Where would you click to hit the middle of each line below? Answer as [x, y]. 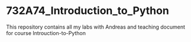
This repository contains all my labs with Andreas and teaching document [96, 27]
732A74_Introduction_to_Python [88, 11]
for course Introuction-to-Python [46, 33]
